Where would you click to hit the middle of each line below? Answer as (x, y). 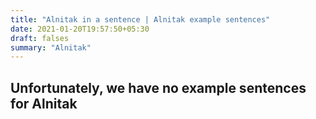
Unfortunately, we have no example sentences (158, 87)
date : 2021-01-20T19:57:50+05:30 (80, 29)
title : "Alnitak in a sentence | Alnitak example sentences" (140, 19)
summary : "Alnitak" (51, 47)
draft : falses (40, 38)
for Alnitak (44, 103)
